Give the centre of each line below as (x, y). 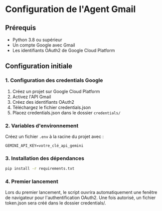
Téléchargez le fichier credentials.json (52, 107)
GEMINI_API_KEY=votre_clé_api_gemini (44, 146)
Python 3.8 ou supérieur (37, 40)
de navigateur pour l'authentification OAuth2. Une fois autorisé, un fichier (81, 198)
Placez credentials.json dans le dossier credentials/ (66, 113)
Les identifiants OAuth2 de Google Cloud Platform (64, 50)
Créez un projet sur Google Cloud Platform (56, 91)
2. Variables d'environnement (42, 125)
